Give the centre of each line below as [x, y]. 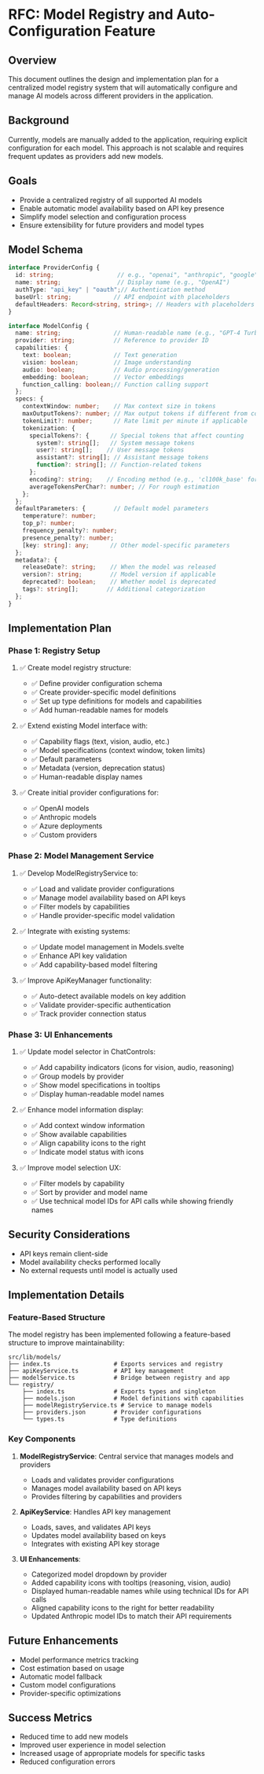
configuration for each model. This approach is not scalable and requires [126, 148]
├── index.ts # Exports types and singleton [119, 1392]
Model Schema [46, 250]
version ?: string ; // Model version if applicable [119, 575]
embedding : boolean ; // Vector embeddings [103, 377]
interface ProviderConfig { [54, 268]
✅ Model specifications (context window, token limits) [118, 751]
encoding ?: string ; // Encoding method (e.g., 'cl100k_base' [136, 479]
